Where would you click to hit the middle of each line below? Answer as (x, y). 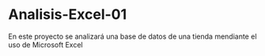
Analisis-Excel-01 (68, 15)
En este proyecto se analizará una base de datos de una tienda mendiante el (132, 36)
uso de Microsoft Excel (45, 44)
